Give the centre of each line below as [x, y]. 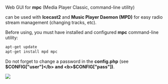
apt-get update [21, 47]
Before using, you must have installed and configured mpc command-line [82, 32]
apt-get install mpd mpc [31, 52]
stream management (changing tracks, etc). [51, 23]
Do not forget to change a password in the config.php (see [67, 61]
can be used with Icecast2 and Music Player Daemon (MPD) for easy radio [84, 17]
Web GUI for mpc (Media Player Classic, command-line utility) [70, 7]
